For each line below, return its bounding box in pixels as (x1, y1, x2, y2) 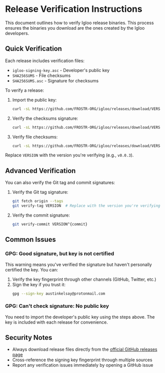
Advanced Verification (5, 166, 76, 175)
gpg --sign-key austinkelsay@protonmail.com (12, 291, 105, 296)
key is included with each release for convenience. (5, 319, 108, 325)
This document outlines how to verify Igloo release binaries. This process (5, 20, 154, 26)
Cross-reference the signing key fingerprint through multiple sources (12, 357, 153, 363)
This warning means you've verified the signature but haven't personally (5, 261, 152, 267)
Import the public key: (12, 97, 57, 103)
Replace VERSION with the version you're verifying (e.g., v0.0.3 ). (5, 152, 134, 158)
